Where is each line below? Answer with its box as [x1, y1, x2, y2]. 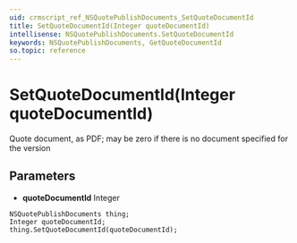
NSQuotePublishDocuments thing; [9, 209, 130, 219]
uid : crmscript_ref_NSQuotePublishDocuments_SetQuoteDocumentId [9, 13, 254, 22]
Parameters [9, 169, 76, 184]
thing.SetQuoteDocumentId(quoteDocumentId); [9, 225, 178, 234]
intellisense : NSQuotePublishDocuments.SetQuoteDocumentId [9, 29, 234, 38]
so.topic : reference [9, 46, 87, 55]
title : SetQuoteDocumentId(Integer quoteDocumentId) [9, 21, 210, 30]
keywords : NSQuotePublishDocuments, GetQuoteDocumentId [9, 38, 222, 47]
